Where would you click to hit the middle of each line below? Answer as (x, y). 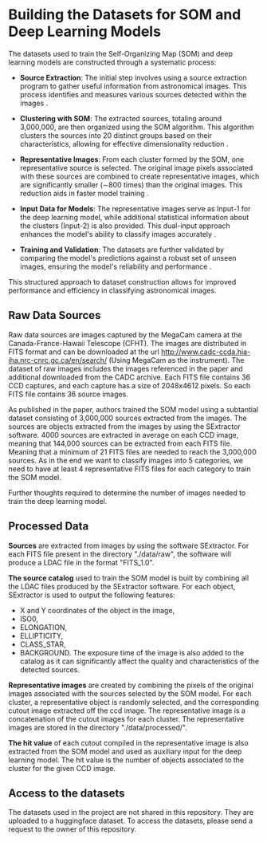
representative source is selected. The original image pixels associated (136, 167)
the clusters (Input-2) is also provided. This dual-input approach (125, 226)
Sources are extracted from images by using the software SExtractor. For (129, 545)
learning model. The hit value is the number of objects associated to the (126, 760)
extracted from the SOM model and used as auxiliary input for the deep (125, 751)
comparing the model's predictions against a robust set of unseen (128, 258)
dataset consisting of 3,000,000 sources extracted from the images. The (128, 418)
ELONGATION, (43, 627)
